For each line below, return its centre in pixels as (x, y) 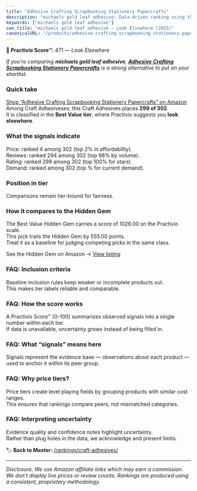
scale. (13, 230)
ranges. (15, 397)
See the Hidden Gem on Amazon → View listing (63, 254)
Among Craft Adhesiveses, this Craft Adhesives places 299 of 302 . (87, 108)
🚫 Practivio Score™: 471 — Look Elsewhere (58, 50)
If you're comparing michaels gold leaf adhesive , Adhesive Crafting (90, 62)
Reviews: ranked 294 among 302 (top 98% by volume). (73, 155)
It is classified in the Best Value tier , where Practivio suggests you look (92, 115)
